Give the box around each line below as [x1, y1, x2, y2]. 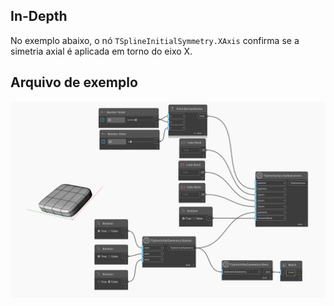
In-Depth [10, 8, 68, 25]
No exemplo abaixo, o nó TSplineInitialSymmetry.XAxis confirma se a [10, 34, 300, 46]
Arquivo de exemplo [10, 74, 138, 91]
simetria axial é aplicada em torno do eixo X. [10, 45, 193, 57]
